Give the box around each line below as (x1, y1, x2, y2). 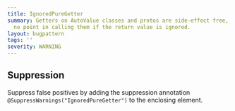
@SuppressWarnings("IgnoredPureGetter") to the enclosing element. (7, 95, 203, 104)
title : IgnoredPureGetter (7, 10, 83, 18)
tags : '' (7, 37, 33, 44)
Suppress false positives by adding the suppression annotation (7, 88, 191, 96)
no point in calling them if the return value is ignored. (13, 23, 191, 30)
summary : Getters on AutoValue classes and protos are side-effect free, (7, 17, 229, 24)
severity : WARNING (7, 43, 61, 50)
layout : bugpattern (7, 30, 65, 37)
